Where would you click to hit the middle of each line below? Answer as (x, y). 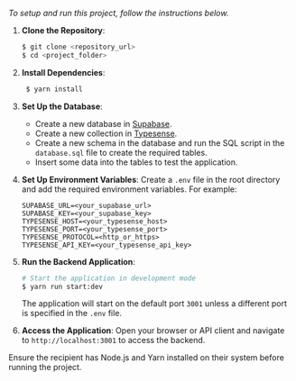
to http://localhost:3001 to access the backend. (113, 340)
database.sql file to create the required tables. (121, 152)
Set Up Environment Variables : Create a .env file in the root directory (151, 179)
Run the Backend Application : (79, 261)
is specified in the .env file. (72, 313)
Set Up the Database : (62, 106)
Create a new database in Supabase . (103, 123)
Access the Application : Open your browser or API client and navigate (153, 331)
